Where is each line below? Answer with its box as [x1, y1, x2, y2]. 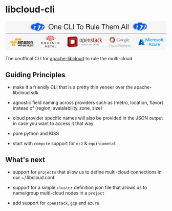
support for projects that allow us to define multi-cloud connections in [12, 169, 162, 175]
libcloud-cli [5, 4, 55, 15]
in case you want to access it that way [12, 120, 94, 127]
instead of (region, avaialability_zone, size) [12, 105, 102, 111]
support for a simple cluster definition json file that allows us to [12, 184, 147, 191]
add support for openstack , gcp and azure [12, 200, 99, 206]
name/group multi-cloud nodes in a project [12, 190, 105, 196]
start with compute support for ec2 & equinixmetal [12, 140, 116, 147]
